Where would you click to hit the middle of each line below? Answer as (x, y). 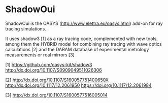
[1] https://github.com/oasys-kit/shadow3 (49, 64)
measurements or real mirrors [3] (40, 55)
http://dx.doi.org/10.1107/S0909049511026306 (54, 70)
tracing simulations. (26, 28)
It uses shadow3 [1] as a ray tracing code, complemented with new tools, (82, 39)
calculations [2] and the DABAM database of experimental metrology (77, 49)
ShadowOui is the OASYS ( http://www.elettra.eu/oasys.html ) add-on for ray (84, 23)
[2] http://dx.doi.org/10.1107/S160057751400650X (57, 80)
